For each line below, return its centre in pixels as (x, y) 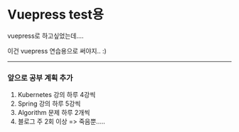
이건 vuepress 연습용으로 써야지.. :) (57, 51)
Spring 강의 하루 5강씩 (49, 103)
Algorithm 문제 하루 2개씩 (54, 113)
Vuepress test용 (56, 15)
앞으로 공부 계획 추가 (40, 78)
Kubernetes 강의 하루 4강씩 (57, 95)
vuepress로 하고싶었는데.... (46, 36)
